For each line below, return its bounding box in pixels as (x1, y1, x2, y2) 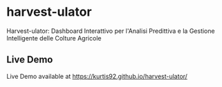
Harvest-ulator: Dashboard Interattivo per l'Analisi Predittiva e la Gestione (6, 27, 215, 35)
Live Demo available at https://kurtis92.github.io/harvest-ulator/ (6, 72, 188, 80)
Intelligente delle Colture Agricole (6, 34, 102, 42)
